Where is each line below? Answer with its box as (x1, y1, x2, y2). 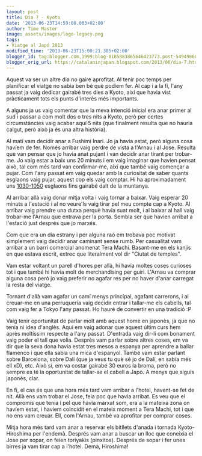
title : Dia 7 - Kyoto (6, 14, 61, 20)
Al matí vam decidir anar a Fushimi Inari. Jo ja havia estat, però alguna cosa (6, 137, 193, 144)
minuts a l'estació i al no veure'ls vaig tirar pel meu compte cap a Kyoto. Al (6, 200, 191, 208)
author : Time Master (6, 25, 58, 32)
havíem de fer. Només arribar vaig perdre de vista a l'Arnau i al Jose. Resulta (6, 144, 196, 151)
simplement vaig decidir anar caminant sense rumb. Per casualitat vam (6, 237, 182, 244)
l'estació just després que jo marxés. (6, 219, 97, 226)
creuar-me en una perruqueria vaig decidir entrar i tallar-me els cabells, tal (6, 299, 191, 306)
